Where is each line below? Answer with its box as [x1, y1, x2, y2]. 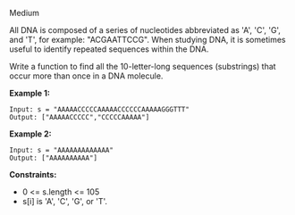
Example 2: [9, 128, 52, 139]
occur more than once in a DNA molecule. [9, 70, 164, 81]
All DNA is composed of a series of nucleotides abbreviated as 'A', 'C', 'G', [9, 25, 282, 35]
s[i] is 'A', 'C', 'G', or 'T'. [21, 196, 108, 206]
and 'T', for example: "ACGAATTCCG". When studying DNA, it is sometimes [9, 35, 286, 45]
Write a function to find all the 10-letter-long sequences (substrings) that [9, 62, 276, 71]
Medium [9, 8, 40, 18]
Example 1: [9, 88, 51, 98]
